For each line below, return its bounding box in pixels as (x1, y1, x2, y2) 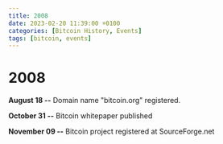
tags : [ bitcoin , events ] (8, 34, 92, 43)
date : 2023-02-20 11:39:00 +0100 (8, 19, 121, 27)
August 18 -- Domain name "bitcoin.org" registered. (8, 96, 181, 105)
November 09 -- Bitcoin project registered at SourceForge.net (8, 126, 215, 137)
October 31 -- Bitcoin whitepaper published (8, 111, 153, 121)
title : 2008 (8, 11, 48, 20)
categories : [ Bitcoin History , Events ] (8, 27, 142, 35)
